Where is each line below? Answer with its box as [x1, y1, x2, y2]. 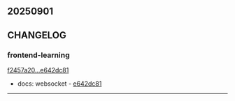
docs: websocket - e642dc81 [17, 79, 102, 88]
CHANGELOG [7, 29, 66, 41]
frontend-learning [7, 50, 70, 60]
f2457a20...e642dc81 [7, 66, 69, 75]
